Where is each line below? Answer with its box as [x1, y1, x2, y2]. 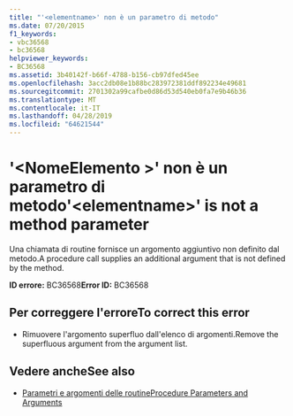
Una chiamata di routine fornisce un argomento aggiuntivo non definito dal [9, 243, 280, 254]
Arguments [21, 397, 63, 407]
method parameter [9, 214, 150, 235]
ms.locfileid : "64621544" [9, 120, 104, 129]
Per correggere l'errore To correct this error [9, 305, 250, 320]
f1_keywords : [9, 29, 57, 38]
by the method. [9, 262, 64, 273]
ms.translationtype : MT [9, 95, 97, 104]
